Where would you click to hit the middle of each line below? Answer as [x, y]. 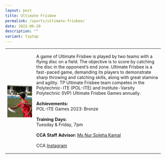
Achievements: [52, 103]
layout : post [19, 10]
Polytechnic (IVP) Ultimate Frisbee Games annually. [89, 93]
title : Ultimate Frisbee [31, 16]
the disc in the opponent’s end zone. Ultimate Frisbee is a [94, 67]
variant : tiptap [22, 37]
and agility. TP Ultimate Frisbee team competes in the [90, 82]
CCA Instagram [52, 145]
